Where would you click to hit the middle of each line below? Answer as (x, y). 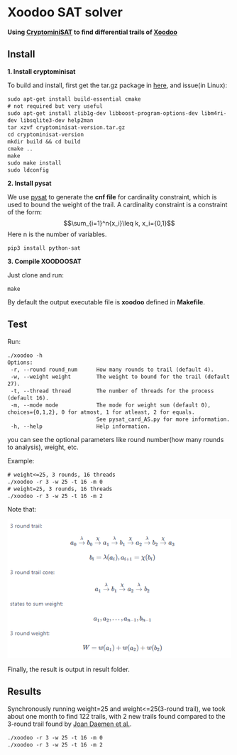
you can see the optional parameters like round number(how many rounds (116, 439)
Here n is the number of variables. (57, 234)
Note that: (22, 509)
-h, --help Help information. (81, 426)
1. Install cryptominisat (42, 71)
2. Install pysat (29, 183)
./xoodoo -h (25, 356)
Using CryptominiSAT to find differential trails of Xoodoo (92, 32)
